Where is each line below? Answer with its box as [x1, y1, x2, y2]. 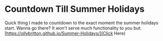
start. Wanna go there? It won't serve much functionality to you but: [4, 25, 142, 31]
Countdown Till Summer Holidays [4, 3, 145, 15]
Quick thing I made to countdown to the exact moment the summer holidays [4, 20, 159, 26]
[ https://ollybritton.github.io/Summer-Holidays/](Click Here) [4, 30, 126, 36]
